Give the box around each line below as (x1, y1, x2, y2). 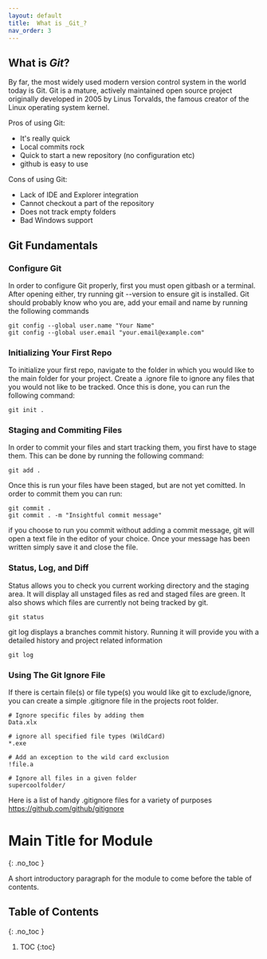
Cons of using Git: (8, 175, 68, 184)
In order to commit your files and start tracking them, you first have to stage (8, 442, 257, 452)
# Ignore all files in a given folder (8, 775, 137, 783)
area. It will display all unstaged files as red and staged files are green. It (8, 588, 245, 599)
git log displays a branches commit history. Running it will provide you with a (8, 627, 259, 636)
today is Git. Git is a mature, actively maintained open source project (8, 85, 233, 96)
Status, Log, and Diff (8, 562, 89, 573)
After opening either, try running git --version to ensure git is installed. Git (8, 289, 249, 299)
